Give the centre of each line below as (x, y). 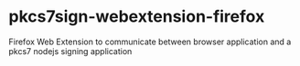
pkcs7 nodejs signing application (70, 51)
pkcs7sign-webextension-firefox (137, 17)
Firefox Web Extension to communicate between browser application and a (150, 42)
